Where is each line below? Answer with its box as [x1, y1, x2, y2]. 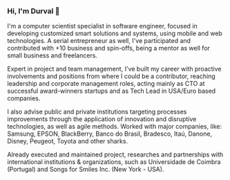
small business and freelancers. [7, 51, 98, 60]
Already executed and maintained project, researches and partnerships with [7, 150, 224, 159]
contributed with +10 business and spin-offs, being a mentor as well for [7, 44, 211, 53]
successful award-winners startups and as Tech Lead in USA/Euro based [7, 87, 216, 96]
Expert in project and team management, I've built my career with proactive [7, 65, 222, 73]
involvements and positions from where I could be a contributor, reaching [7, 72, 215, 80]
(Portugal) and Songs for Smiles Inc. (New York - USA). [7, 165, 164, 174]
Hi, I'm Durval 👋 [7, 6, 60, 16]
